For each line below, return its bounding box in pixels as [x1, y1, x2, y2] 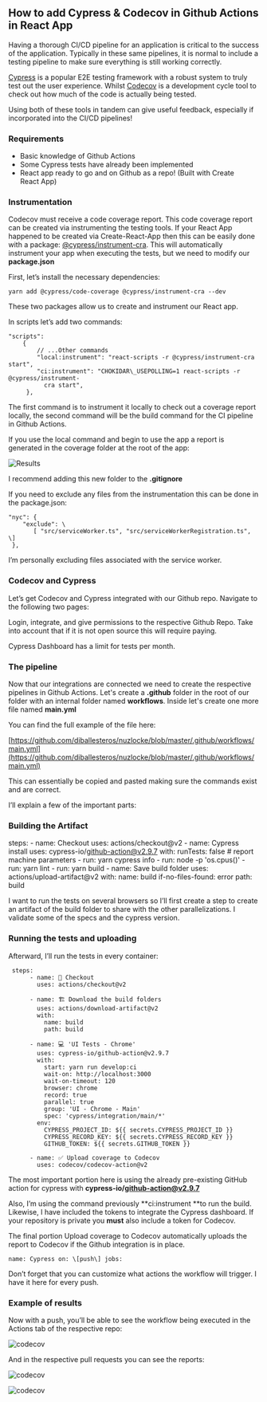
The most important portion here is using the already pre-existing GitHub [8, 1175, 248, 1184]
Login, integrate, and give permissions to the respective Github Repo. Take [8, 617, 253, 626]
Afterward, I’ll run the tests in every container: [8, 951, 159, 960]
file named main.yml [8, 705, 77, 714]
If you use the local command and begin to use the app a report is [8, 434, 225, 445]
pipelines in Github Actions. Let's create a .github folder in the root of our [8, 688, 249, 697]
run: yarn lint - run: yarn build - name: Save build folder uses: [8, 864, 209, 874]
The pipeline [8, 661, 58, 672]
